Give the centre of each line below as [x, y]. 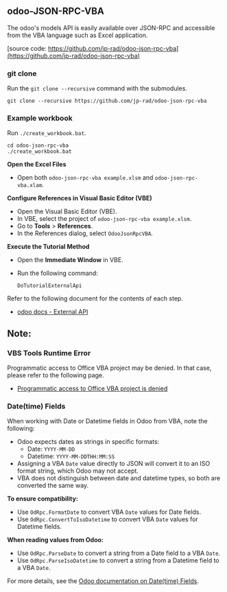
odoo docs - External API [52, 312]
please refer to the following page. [56, 375]
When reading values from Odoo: [56, 540]
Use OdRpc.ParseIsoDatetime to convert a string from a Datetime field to [118, 560]
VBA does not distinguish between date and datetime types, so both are [119, 478]
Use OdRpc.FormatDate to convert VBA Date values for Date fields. [109, 512]
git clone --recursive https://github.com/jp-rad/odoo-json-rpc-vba [107, 101]
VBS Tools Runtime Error [49, 353]
